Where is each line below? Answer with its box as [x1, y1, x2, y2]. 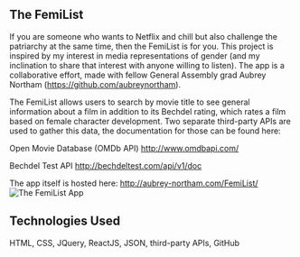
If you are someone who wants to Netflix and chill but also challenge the [9, 31, 278, 41]
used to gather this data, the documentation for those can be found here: [9, 125, 282, 136]
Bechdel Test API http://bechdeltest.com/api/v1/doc [9, 160, 202, 170]
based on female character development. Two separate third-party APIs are [9, 115, 291, 126]
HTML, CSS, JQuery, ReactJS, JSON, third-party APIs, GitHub [9, 237, 240, 248]
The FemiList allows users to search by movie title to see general [9, 96, 250, 107]
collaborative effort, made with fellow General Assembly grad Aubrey [9, 69, 267, 80]
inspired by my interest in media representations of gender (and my [9, 50, 260, 61]
